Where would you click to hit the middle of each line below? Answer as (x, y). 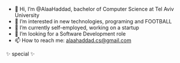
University (27, 15)
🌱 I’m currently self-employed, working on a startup (77, 27)
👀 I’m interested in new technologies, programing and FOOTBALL (93, 21)
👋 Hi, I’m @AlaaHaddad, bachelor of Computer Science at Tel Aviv (94, 9)
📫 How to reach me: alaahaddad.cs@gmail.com (73, 40)
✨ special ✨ (21, 54)
